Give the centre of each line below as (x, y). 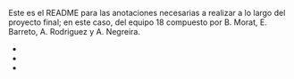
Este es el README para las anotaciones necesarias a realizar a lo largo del (147, 13)
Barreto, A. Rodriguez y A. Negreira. (74, 32)
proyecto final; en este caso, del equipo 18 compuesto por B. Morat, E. (138, 22)
